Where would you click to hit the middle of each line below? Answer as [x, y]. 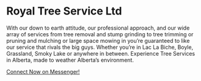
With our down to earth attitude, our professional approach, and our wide [98, 28]
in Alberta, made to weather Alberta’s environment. [70, 60]
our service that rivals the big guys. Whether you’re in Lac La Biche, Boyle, [100, 47]
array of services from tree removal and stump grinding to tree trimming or [100, 34]
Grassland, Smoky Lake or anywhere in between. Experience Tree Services [101, 53]
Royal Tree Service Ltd [64, 11]
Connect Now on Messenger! [43, 71]
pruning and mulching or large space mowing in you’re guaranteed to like [98, 40]
